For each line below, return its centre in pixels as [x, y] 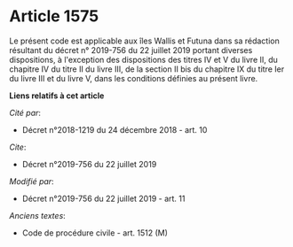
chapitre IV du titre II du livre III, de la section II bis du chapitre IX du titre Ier [147, 69]
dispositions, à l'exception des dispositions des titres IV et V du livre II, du [143, 59]
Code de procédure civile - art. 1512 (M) [95, 233]
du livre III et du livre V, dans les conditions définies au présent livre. [134, 78]
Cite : [18, 147]
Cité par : [25, 112]
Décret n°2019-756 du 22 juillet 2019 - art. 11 [103, 198]
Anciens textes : [38, 215]
